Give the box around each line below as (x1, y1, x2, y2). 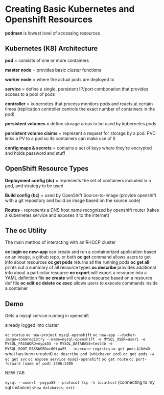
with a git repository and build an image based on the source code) (5, 197, 141, 203)
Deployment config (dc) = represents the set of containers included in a (5, 177, 151, 183)
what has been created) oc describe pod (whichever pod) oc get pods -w (5, 351, 154, 357)
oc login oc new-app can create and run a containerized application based (5, 249, 157, 255)
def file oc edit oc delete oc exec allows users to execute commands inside (5, 280, 158, 286)
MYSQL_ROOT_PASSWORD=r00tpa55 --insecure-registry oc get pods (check (5, 345, 151, 352)
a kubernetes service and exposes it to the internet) (5, 212, 110, 218)
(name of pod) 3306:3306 (23, 361, 73, 367)
